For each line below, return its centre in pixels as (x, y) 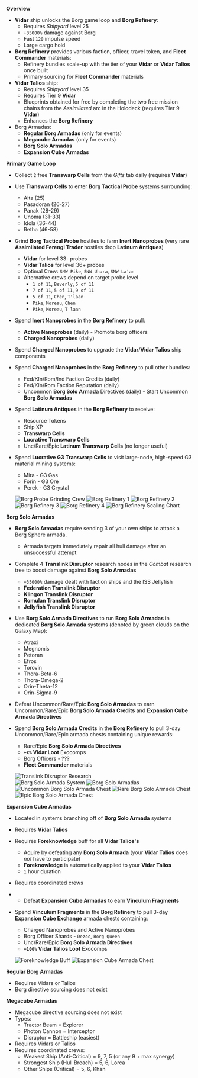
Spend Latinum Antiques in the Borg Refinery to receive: (85, 409)
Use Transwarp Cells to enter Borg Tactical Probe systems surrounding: (103, 186)
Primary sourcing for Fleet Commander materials (83, 77)
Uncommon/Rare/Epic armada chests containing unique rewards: (94, 734)
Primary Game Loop (31, 163)
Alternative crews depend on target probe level (81, 277)
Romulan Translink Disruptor (59, 601)
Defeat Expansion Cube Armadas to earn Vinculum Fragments (101, 900)
